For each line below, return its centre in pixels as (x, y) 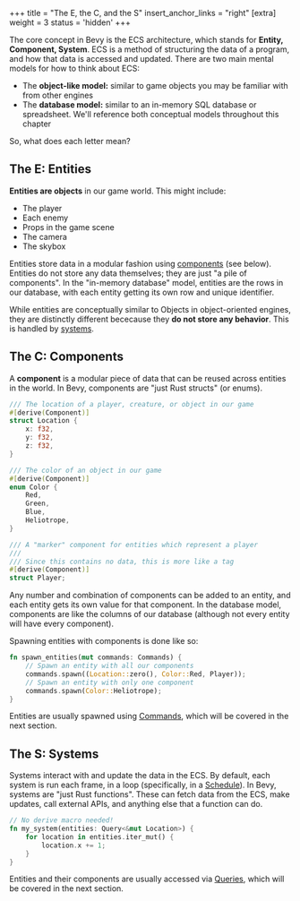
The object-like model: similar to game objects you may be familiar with (155, 86)
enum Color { (34, 487)
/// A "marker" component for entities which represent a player (133, 545)
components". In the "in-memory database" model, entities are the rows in (146, 282)
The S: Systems (54, 754)
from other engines (58, 95)
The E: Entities (51, 169)
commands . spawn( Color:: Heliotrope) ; (94, 691)
